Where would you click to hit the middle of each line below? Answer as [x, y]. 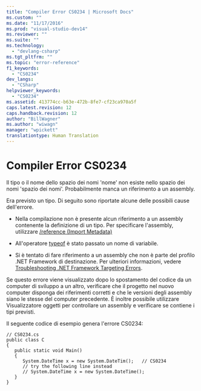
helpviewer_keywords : [34, 91]
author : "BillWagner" [34, 119]
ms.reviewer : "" [27, 34]
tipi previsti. [21, 312]
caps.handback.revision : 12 [42, 113]
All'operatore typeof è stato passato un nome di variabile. [87, 243]
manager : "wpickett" [32, 130]
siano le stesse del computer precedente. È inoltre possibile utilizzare [93, 299]
